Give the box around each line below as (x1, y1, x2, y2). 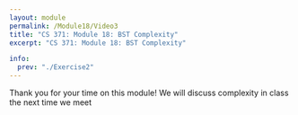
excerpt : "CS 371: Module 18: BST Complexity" (9, 38, 187, 48)
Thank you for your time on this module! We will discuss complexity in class (9, 87, 289, 98)
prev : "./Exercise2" (17, 63, 94, 72)
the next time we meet (9, 97, 92, 108)
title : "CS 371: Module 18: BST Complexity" (9, 30, 179, 39)
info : (9, 55, 30, 64)
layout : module (9, 13, 66, 22)
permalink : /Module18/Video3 (9, 22, 118, 31)
